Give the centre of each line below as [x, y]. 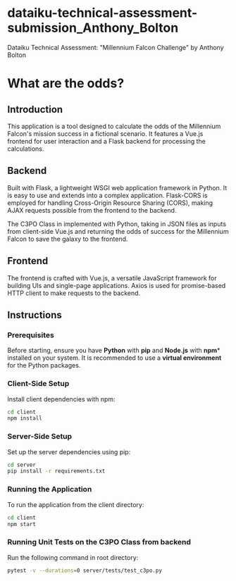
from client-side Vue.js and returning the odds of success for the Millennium [118, 231]
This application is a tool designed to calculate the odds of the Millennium [114, 126]
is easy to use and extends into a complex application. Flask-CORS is [107, 195]
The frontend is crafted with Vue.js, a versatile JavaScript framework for [112, 278]
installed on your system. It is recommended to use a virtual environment [114, 358]
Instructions [35, 315]
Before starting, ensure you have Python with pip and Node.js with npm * [114, 351]
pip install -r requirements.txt [56, 471]
